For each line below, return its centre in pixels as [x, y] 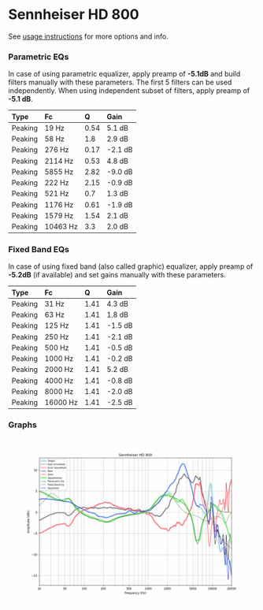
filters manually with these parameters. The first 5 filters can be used [120, 82]
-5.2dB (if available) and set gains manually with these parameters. [117, 275]
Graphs [22, 425]
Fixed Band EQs [39, 249]
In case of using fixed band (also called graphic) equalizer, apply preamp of [131, 266]
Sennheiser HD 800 [74, 15]
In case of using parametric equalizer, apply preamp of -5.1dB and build [124, 74]
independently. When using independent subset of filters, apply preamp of [129, 91]
